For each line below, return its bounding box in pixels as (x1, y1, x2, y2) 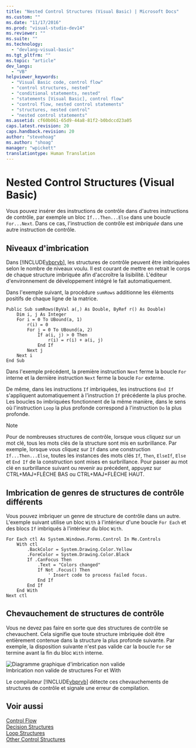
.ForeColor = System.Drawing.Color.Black (27, 551, 130, 557)
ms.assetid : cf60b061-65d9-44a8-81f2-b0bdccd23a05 (6, 118, 132, 124)
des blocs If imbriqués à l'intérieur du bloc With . (6, 524, 123, 532)
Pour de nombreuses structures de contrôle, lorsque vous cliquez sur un (6, 434, 181, 441)
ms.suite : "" (6, 36, 38, 42)
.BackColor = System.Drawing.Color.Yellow (27, 546, 132, 552)
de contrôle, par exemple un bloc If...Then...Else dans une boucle (6, 214, 171, 221)
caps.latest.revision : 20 (6, 123, 69, 129)
